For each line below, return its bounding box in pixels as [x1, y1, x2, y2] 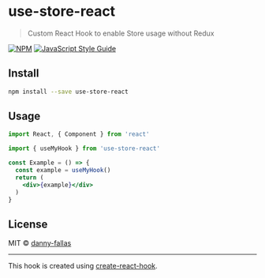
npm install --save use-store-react [8, 88, 129, 96]
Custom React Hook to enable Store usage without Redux [27, 28, 215, 38]
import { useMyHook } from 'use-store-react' [8, 145, 160, 152]
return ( [15, 173, 44, 182]
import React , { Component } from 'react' [8, 130, 150, 138]
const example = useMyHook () [15, 167, 111, 175]
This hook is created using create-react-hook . [8, 261, 158, 271]
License [8, 217, 48, 231]
